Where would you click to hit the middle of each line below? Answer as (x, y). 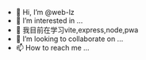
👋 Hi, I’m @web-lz (45, 12)
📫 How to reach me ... (52, 48)
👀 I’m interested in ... (49, 21)
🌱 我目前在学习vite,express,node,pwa (77, 30)
